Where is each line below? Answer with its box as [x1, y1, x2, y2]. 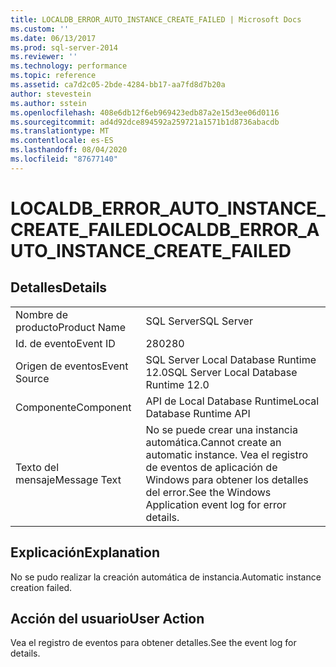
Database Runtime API [145, 406, 251, 420]
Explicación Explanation [10, 544, 160, 561]
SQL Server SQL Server [145, 314, 253, 328]
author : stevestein [10, 89, 92, 99]
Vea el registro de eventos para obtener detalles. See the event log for [10, 637, 297, 649]
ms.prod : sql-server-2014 [10, 42, 118, 53]
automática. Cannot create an [145, 435, 282, 449]
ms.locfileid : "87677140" [10, 154, 118, 164]
